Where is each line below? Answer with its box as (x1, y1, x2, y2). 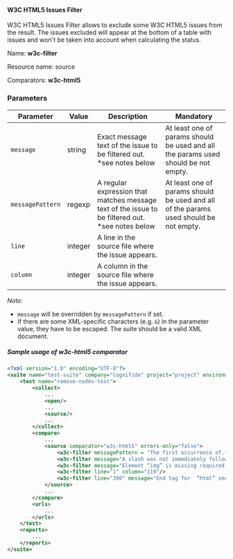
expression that (96, 186, 148, 196)
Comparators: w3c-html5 (7, 76, 81, 85)
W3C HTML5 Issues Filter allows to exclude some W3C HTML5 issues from (7, 21, 223, 29)
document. (17, 332, 49, 340)
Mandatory (175, 111, 213, 121)
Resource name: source (7, 62, 75, 71)
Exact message (96, 132, 147, 142)
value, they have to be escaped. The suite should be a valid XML (17, 324, 202, 333)
